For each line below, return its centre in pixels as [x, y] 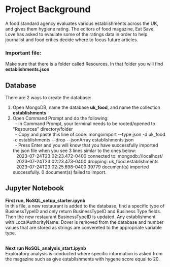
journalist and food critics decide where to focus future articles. [72, 40]
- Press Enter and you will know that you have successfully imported [87, 145]
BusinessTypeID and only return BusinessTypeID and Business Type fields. [83, 211]
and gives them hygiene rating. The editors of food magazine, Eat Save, [80, 28]
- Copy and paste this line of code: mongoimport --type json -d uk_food [90, 135]
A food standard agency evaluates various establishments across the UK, [82, 23]
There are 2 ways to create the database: [48, 98]
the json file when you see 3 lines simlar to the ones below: [74, 151]
